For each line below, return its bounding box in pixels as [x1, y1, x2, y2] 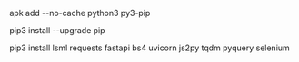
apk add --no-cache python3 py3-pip [9, 8, 151, 18]
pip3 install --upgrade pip [9, 25, 106, 35]
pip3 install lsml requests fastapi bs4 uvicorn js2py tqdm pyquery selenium [9, 42, 291, 53]
